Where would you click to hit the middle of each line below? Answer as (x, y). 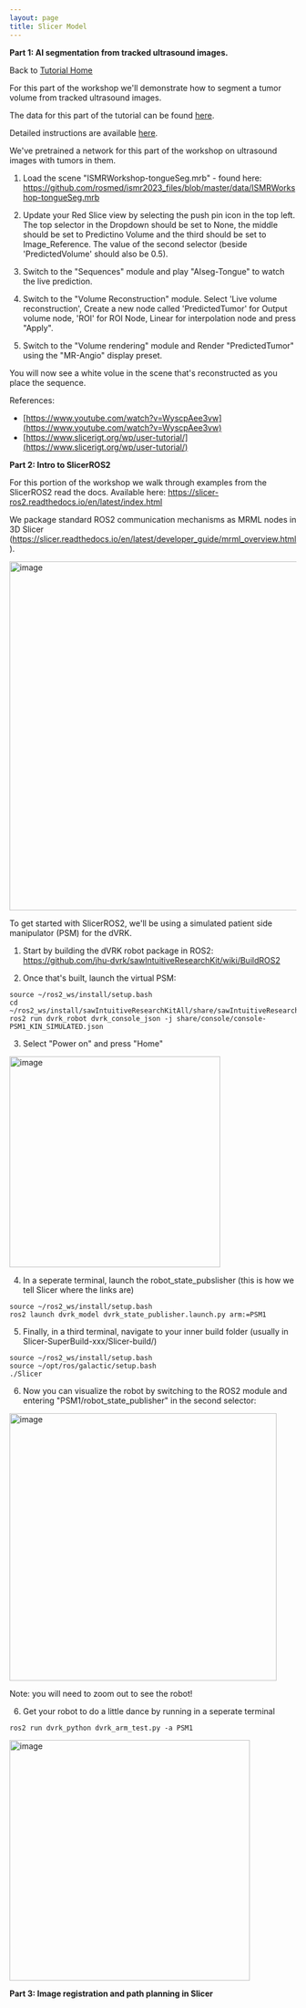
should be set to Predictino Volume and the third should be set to (144, 234)
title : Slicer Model (49, 26)
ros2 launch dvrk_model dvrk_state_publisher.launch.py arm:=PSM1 (138, 1315)
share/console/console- (221, 1018)
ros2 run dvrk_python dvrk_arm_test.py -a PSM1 (102, 1728)
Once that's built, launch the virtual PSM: (99, 978)
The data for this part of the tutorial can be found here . (112, 115)
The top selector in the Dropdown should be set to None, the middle (150, 224)
